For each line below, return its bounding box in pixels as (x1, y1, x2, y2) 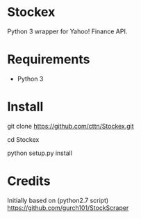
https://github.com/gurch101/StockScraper (7, 203, 129, 212)
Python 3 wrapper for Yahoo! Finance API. (7, 27, 128, 35)
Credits (7, 173, 51, 188)
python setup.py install (7, 149, 73, 157)
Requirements (7, 51, 90, 67)
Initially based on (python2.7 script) (7, 196, 109, 204)
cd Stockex (7, 135, 40, 143)
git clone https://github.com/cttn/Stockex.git (7, 122, 134, 130)
